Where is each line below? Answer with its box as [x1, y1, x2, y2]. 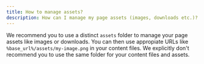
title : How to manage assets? [6, 9, 84, 15]
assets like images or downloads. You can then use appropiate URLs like [6, 38, 189, 45]
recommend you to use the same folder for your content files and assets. [6, 51, 190, 58]
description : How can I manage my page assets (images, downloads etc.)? [6, 15, 199, 21]
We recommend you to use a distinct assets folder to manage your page [6, 31, 188, 38]
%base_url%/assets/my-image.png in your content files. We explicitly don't [6, 44, 189, 52]
